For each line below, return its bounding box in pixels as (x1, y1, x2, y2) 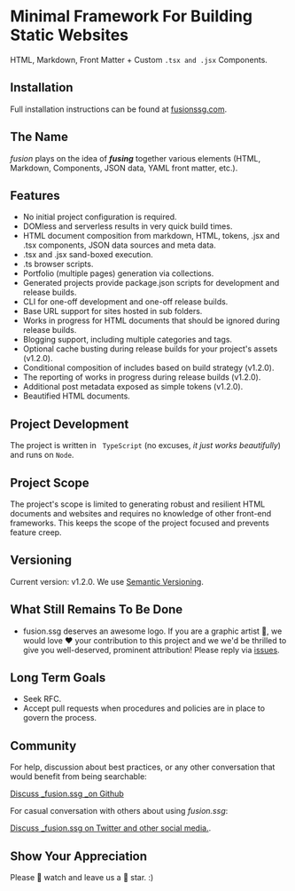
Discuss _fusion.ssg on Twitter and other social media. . (10, 823, 212, 833)
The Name (10, 130, 69, 145)
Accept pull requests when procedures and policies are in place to (22, 703, 265, 714)
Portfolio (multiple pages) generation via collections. (22, 268, 214, 279)
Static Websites (10, 25, 129, 45)
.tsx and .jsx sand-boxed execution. (22, 249, 153, 260)
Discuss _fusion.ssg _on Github (10, 788, 125, 800)
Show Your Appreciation (10, 848, 148, 863)
